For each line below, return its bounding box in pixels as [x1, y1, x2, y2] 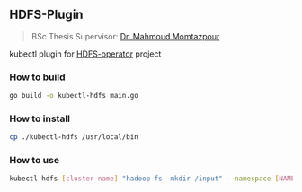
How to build [9, 71, 66, 83]
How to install [9, 112, 70, 125]
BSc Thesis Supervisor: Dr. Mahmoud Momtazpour [31, 31, 220, 41]
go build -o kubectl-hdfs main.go [9, 92, 139, 100]
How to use [9, 154, 60, 167]
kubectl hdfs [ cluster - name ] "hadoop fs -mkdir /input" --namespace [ [9, 174, 280, 183]
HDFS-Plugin [9, 7, 84, 22]
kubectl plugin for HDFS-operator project [9, 48, 162, 59]
